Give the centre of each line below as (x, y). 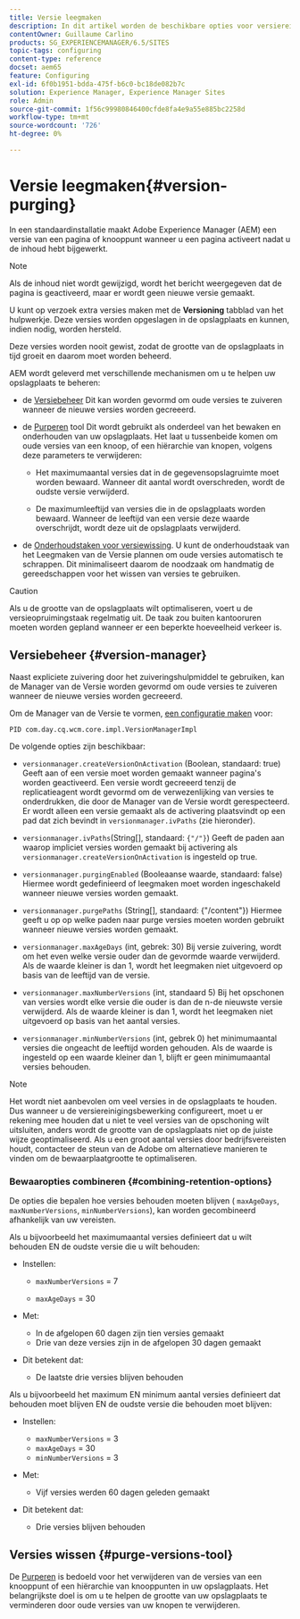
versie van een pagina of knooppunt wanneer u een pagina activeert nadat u (150, 239)
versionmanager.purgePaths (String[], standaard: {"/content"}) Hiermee (152, 910)
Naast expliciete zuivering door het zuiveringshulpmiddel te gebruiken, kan (147, 676)
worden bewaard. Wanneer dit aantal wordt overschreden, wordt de (160, 482)
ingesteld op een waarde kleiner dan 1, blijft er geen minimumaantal (146, 1057)
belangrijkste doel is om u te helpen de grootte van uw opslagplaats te (138, 1595)
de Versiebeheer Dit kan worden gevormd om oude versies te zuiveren (152, 399)
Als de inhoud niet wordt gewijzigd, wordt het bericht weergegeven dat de (146, 283)
